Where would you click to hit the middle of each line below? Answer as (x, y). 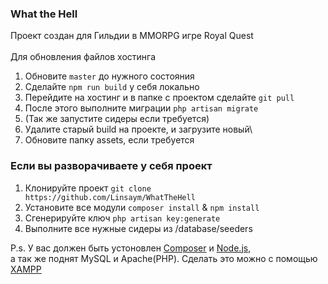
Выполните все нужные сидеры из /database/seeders (138, 228)
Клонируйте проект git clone (88, 188)
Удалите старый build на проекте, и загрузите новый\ (138, 129)
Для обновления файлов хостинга (83, 57)
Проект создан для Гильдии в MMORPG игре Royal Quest (132, 36)
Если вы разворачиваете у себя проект (111, 166)
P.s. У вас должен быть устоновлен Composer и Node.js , (131, 248)
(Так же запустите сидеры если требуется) (117, 119)
